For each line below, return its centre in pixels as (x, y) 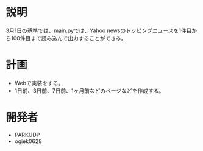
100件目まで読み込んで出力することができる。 (69, 38)
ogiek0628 (28, 141)
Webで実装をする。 (39, 83)
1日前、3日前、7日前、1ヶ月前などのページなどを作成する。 (89, 90)
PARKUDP (27, 135)
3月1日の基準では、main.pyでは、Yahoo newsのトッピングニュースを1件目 (99, 30)
